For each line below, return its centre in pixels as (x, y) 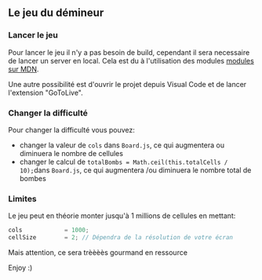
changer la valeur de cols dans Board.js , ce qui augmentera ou (122, 145)
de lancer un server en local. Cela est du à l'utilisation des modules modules (131, 60)
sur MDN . (24, 69)
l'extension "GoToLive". (46, 93)
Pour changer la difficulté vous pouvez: (72, 129)
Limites (22, 198)
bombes (33, 178)
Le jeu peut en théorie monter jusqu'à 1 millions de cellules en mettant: (122, 216)
